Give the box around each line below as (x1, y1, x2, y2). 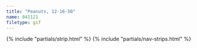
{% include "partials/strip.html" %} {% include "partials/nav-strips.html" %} (6, 36, 192, 43)
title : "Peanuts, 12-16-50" (6, 8, 76, 15)
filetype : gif (6, 19, 42, 25)
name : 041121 (6, 14, 39, 20)
